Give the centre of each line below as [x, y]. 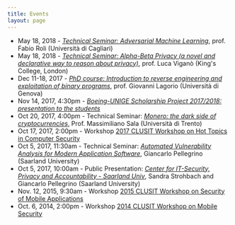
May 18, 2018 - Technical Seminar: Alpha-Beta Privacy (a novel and [116, 56]
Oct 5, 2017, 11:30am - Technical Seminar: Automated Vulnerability [114, 146]
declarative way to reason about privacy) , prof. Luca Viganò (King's [117, 63]
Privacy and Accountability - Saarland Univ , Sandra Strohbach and [116, 176]
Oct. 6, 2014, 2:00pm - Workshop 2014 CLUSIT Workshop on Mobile [117, 206]
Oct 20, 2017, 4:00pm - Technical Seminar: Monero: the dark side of [117, 116]
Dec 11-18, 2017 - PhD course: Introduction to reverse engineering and [120, 78]
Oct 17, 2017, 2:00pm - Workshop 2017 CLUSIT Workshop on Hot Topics [122, 131]
